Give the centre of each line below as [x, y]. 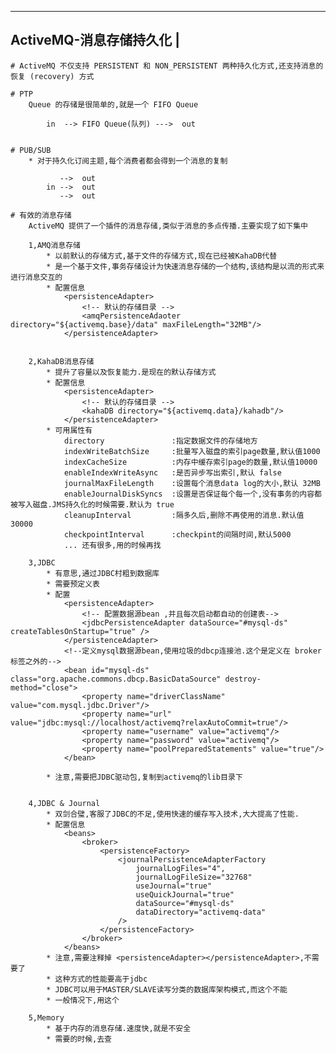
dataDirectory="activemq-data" [201, 912]
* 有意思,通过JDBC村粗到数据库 [103, 573]
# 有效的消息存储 [41, 215]
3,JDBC [42, 562]
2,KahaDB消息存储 [61, 361]
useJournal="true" [174, 886]
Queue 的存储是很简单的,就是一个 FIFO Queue [113, 104]
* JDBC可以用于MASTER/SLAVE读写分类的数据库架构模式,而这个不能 [167, 989]
